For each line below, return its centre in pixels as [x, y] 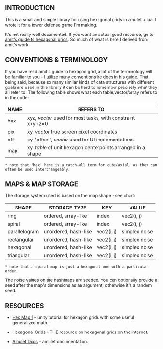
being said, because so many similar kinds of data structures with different [80, 82]
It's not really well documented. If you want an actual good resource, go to [79, 34]
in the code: [17, 97]
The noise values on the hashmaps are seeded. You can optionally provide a [81, 280]
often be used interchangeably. [38, 169]
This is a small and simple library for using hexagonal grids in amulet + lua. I [81, 19]
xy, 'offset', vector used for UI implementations [81, 140]
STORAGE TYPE [68, 208]
